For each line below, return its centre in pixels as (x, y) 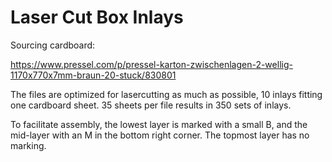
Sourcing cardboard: (53, 45)
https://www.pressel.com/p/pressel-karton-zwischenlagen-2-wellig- (151, 64)
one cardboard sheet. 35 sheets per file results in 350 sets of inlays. (151, 105)
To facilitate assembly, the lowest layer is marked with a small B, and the (159, 124)
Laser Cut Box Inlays (97, 17)
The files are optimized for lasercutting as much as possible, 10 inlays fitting (166, 94)
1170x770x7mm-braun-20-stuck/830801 (93, 75)
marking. (28, 145)
